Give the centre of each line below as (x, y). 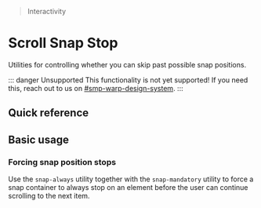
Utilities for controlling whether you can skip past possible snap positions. (127, 64)
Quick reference (49, 113)
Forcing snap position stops (62, 162)
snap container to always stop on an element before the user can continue (128, 188)
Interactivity (47, 11)
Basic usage (38, 139)
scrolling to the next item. (49, 196)
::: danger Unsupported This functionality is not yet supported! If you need (128, 80)
